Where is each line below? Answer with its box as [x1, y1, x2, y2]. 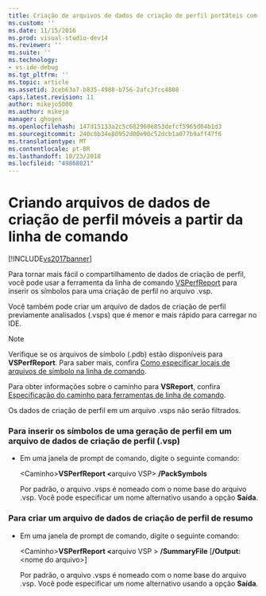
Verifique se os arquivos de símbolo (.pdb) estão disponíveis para [8, 349, 223, 359]
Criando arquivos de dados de [8, 194, 210, 212]
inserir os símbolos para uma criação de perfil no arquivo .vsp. [8, 286, 213, 296]
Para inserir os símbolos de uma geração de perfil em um [8, 425, 233, 436]
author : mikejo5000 [8, 100, 73, 108]
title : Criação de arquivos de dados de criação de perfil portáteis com [8, 11, 258, 20]
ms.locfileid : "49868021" [8, 160, 94, 168]
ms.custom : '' [8, 19, 56, 27]
